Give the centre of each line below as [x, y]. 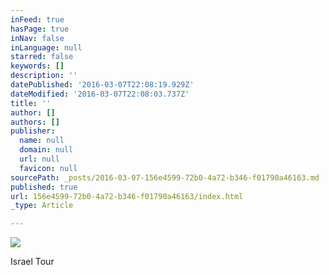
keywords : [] [37, 66]
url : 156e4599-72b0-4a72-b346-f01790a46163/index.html [127, 196]
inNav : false [37, 38]
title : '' [31, 103]
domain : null [46, 150]
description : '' [44, 76]
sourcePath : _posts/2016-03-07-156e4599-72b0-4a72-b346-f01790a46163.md [165, 177]
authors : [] [35, 122]
